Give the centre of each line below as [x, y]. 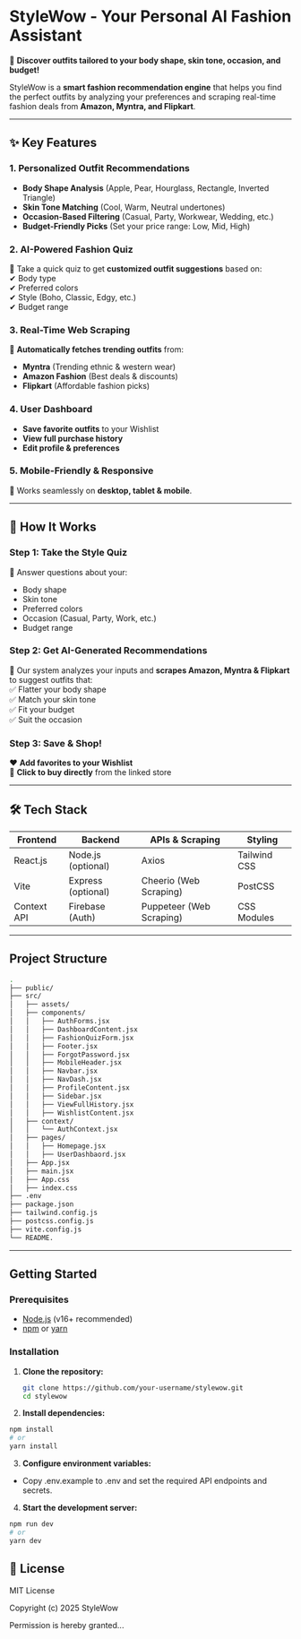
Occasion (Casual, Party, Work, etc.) [89, 618]
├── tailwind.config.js [54, 1213]
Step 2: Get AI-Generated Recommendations [108, 651]
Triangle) [39, 197]
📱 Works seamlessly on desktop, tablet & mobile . [101, 490]
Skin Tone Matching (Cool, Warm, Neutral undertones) [124, 207]
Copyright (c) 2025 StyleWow [64, 1608]
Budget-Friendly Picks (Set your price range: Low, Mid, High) [136, 226]
